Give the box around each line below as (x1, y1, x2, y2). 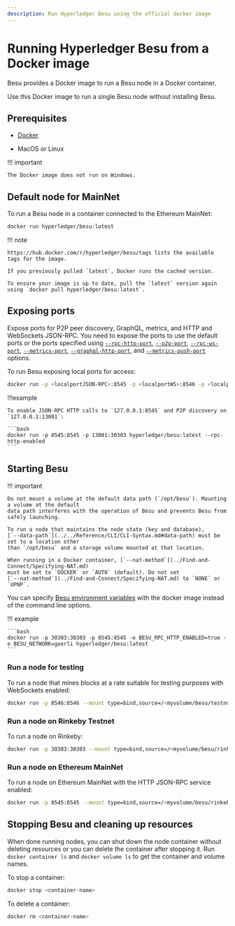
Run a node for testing (7, 662, 84, 672)
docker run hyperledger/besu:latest (7, 223, 114, 230)
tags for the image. (7, 255, 68, 263)
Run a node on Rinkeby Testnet (7, 716, 115, 726)
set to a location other (7, 538, 80, 545)
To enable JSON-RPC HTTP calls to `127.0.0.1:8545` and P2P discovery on (7, 407, 227, 414)
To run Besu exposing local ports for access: (7, 367, 136, 375)
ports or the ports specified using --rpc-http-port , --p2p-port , (7, 338, 189, 347)
